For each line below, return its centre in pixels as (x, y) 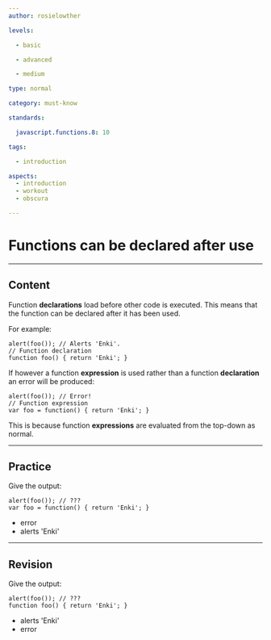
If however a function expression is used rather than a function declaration (134, 373)
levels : (21, 30)
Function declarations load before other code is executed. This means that (133, 304)
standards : (27, 118)
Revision (31, 565)
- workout (32, 191)
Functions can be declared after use (131, 246)
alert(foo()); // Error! (50, 396)
